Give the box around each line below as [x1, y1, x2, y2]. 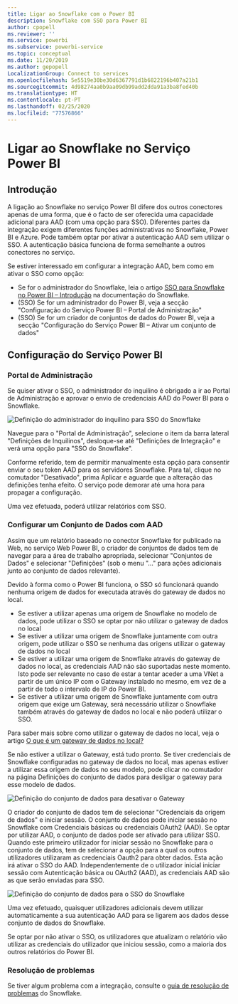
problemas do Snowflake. [7, 989, 82, 998]
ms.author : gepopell [7, 63, 69, 70]
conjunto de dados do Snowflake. [7, 919, 106, 927]
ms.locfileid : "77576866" [7, 110, 84, 117]
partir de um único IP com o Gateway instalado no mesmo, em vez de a [17, 677, 227, 685]
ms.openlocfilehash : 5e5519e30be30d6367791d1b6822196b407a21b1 [7, 76, 199, 84]
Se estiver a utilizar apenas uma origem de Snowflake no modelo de [17, 609, 217, 618]
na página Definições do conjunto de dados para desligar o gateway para [7, 773, 222, 781]
